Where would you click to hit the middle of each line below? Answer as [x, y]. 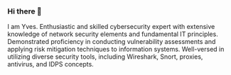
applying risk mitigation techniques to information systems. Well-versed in [116, 50]
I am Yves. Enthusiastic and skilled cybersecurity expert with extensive [111, 27]
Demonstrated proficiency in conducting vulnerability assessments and [112, 42]
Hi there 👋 [25, 11]
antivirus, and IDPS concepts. [50, 64]
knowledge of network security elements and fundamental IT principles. [113, 34]
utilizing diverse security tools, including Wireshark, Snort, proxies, [105, 57]
